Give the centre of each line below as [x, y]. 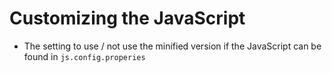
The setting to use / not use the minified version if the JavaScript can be [172, 46]
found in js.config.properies [84, 56]
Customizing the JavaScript [127, 18]
